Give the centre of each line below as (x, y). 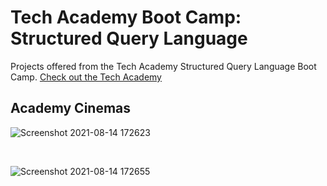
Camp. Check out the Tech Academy (86, 77)
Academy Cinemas (71, 108)
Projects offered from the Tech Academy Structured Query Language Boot (163, 66)
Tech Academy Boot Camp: (126, 17)
